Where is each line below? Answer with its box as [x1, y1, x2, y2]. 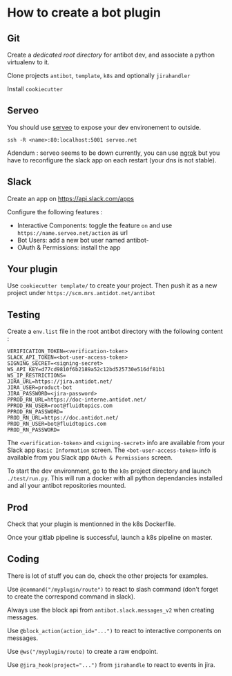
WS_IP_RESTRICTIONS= [7, 372, 67, 379]
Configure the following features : [7, 207, 103, 216]
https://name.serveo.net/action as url [17, 228, 128, 236]
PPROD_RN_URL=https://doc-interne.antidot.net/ [7, 396, 147, 404]
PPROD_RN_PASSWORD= [7, 409, 64, 415]
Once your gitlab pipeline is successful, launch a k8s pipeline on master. [7, 534, 213, 542]
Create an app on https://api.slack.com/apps [7, 194, 135, 203]
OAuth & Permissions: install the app [17, 243, 121, 252]
